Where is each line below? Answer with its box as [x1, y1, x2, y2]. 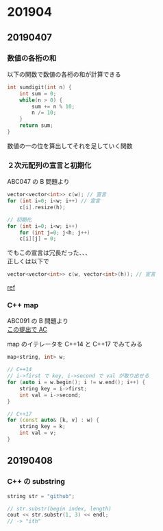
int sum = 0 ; [19, 90, 57, 97]
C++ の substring [7, 477, 65, 486]
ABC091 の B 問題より [7, 317, 68, 325]
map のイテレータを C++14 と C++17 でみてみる [7, 340, 142, 349]
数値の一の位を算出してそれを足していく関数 [7, 141, 133, 150]
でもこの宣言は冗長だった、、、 [7, 248, 91, 257]
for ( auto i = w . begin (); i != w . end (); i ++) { [7, 379, 146, 386]
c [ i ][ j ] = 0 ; [19, 235, 57, 242]
